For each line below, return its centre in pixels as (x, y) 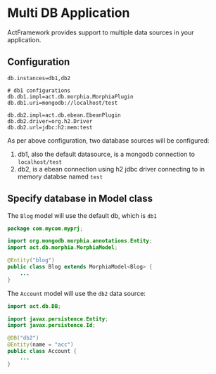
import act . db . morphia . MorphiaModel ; (63, 247)
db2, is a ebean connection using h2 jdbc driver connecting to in (111, 169)
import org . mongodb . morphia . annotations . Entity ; (80, 241)
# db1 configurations (39, 90)
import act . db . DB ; (34, 306)
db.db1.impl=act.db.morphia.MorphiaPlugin (70, 96)
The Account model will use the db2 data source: (77, 293)
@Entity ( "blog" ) (31, 260)
